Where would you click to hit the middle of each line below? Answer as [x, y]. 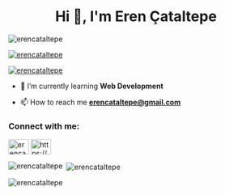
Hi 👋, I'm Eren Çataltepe [136, 17]
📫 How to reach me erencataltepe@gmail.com [100, 102]
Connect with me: [44, 126]
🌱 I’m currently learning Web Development [91, 86]
